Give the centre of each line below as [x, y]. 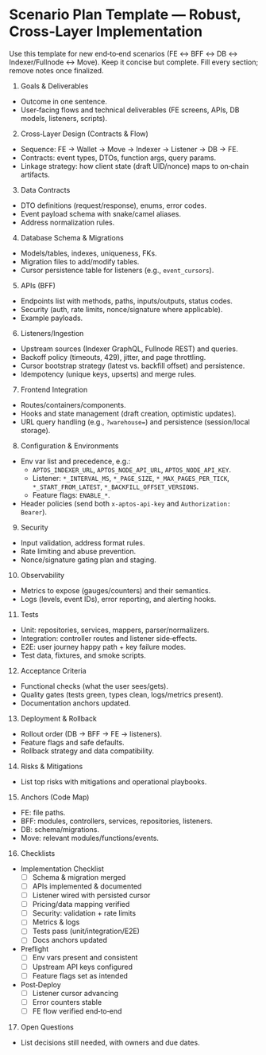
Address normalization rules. [67, 222]
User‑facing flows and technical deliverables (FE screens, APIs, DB [130, 110]
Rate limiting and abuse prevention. [78, 551]
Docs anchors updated [70, 940]
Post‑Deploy [41, 984]
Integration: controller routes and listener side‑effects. [109, 638]
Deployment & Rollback [59, 718]
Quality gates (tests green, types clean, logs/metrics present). [122, 694]
